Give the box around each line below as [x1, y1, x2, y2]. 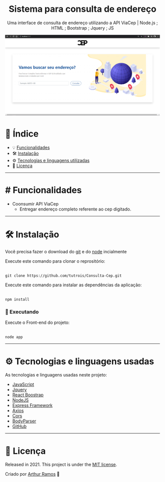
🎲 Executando [5, 309, 39, 315]
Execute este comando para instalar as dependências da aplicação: [5, 282, 142, 288]
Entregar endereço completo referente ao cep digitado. [19, 206, 132, 212]
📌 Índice [5, 128, 39, 139]
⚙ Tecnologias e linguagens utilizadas [12, 158, 90, 164]
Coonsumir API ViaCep [12, 201, 59, 207]
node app [5, 335, 23, 340]
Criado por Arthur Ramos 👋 [5, 471, 60, 477]
